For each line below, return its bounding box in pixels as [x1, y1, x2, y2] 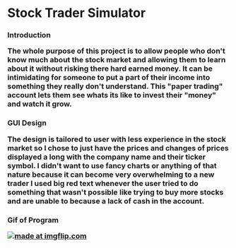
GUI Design [7, 118, 47, 128]
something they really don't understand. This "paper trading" [7, 81, 223, 91]
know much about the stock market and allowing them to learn [7, 55, 226, 65]
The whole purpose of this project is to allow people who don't [7, 46, 226, 56]
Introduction [7, 30, 51, 40]
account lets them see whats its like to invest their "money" [7, 90, 217, 100]
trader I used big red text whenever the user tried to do [7, 178, 199, 188]
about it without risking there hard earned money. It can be [7, 64, 213, 73]
